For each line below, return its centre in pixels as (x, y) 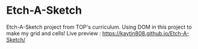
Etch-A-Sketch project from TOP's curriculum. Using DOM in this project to (99, 27)
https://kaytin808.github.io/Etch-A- (146, 33)
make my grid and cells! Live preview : (54, 33)
